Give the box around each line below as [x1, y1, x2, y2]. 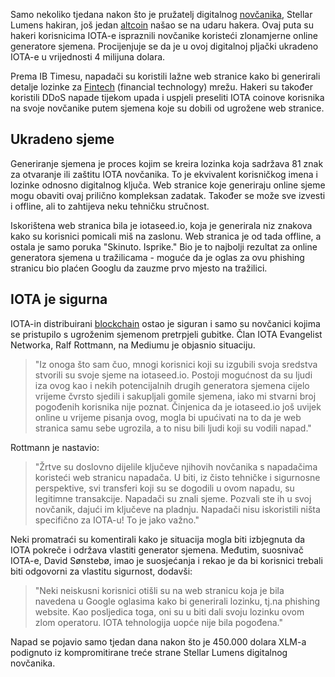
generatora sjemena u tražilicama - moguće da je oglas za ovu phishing [10, 251, 305, 263]
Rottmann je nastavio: [10, 441, 100, 453]
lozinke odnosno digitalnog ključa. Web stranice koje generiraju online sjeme [10, 179, 326, 191]
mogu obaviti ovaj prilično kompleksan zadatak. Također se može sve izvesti [10, 189, 326, 201]
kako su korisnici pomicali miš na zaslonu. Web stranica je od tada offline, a [10, 230, 322, 242]
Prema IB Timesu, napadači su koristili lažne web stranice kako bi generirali [10, 70, 321, 82]
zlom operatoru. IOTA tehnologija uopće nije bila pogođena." [34, 616, 283, 628]
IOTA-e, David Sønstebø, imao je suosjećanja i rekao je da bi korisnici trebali [10, 554, 323, 566]
